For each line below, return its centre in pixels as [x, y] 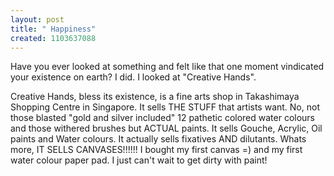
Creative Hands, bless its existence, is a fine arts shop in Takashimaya [155, 97]
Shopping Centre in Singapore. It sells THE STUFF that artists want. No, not [165, 107]
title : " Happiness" [53, 29]
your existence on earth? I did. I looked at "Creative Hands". [133, 77]
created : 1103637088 [53, 38]
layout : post [37, 19]
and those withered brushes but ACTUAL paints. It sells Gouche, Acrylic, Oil [166, 128]
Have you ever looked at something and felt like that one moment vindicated [167, 67]
